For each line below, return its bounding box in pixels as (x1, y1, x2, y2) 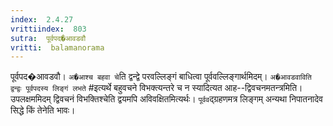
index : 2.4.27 (10, 14, 74, 25)
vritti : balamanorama (10, 42, 105, 53)
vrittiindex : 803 (10, 24, 87, 34)
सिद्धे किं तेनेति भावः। (10, 104, 76, 116)
